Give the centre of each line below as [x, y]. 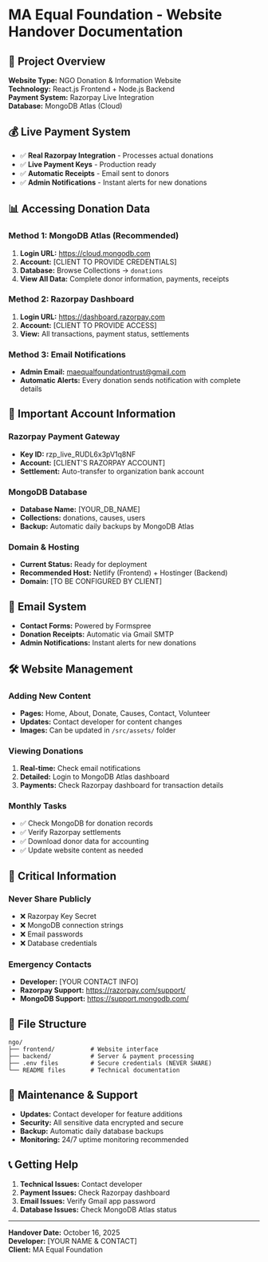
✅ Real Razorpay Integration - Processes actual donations [116, 155]
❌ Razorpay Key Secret [58, 917]
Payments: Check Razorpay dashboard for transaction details [122, 785]
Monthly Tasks [38, 806]
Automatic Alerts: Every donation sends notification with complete [130, 381]
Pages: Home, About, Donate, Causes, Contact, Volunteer [115, 713]
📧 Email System [47, 607]
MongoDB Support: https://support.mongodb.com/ [104, 999]
